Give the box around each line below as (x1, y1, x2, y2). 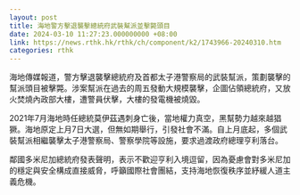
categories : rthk (9, 46, 74, 55)
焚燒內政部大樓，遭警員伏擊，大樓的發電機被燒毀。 (16, 94, 205, 105)
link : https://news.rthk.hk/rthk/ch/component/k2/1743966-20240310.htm (9, 37, 281, 47)
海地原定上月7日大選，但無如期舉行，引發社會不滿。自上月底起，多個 (24, 124, 279, 134)
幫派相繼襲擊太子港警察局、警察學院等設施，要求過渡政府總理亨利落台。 (16, 135, 283, 146)
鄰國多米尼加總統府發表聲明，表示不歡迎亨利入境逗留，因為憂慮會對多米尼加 (9, 154, 291, 165)
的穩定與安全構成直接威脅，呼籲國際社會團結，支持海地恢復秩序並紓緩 (9, 166, 268, 176)
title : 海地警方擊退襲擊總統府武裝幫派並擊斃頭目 (9, 21, 171, 30)
